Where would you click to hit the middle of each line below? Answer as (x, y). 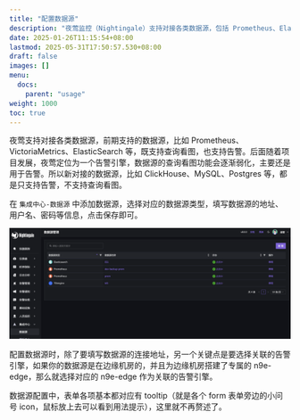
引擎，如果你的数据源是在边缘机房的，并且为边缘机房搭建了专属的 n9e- (141, 366)
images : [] (29, 66)
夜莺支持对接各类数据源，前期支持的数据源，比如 (99, 140)
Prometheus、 (217, 140)
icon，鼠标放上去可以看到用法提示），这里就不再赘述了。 (123, 407)
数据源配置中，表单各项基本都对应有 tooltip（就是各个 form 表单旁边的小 (142, 396)
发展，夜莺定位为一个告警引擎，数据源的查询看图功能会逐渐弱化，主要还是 (154, 163)
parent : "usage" (56, 94)
